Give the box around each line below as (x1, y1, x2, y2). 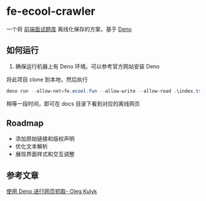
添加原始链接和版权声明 (15, 135, 75, 143)
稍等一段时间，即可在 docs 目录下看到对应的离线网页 (6, 100, 140, 107)
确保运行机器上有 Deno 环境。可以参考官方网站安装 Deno (15, 63, 160, 70)
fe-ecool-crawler (6, 4, 96, 18)
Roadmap (6, 118, 44, 128)
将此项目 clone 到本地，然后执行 (6, 76, 88, 83)
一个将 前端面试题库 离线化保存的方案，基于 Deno (6, 25, 132, 33)
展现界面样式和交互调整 (15, 151, 75, 158)
